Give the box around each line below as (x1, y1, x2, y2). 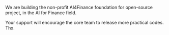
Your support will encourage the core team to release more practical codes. (5, 20, 164, 25)
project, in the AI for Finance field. (5, 10, 77, 16)
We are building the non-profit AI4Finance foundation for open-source (5, 5, 153, 10)
